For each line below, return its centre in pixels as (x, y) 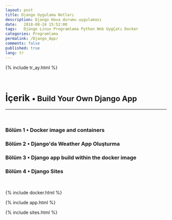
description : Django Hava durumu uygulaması (53, 19)
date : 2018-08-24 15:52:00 (36, 24)
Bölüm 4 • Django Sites (34, 171)
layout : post (19, 10)
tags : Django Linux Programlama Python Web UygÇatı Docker (72, 29)
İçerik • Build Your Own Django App (71, 98)
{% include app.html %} (30, 202)
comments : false (23, 43)
